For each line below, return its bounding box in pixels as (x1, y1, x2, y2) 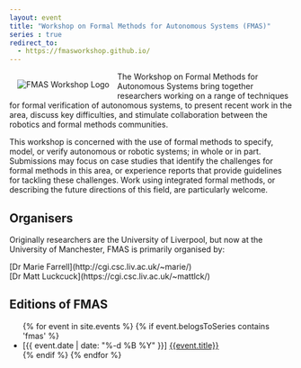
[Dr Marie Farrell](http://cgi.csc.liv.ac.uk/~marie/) (9, 261, 192, 272)
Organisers (9, 211, 74, 226)
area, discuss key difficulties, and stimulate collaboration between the (9, 110, 268, 121)
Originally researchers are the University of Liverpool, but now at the (9, 234, 263, 245)
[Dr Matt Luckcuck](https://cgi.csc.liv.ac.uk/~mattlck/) (9, 271, 211, 282)
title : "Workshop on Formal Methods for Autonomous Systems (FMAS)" (9, 22, 271, 31)
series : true (9, 30, 63, 39)
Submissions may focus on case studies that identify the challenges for (9, 156, 274, 166)
